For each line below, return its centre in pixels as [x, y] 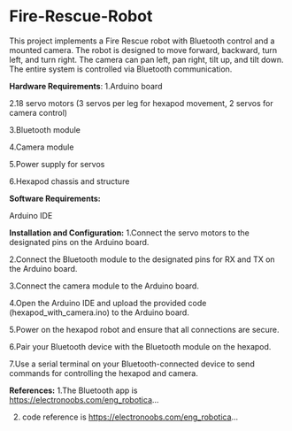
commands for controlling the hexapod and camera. [104, 373]
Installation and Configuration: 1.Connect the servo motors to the [130, 233]
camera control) [38, 112]
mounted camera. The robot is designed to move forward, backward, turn [143, 50]
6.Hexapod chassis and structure [69, 181]
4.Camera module [42, 147]
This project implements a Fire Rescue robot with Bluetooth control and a [142, 41]
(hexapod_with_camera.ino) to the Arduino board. [100, 312]
